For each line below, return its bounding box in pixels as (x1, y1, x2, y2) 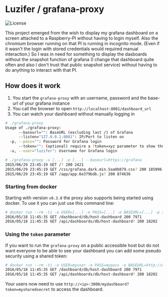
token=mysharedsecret (5, 287, 50, 292)
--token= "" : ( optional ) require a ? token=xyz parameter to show (18, 144, 155, 149)
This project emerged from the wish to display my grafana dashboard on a (5, 30, 158, 36)
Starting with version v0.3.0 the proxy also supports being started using (5, 194, 153, 201)
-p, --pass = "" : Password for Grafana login (9, 139, 101, 144)
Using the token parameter (5, 231, 71, 238)
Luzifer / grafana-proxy (5, 4, 104, 15)
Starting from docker (5, 183, 57, 190)
